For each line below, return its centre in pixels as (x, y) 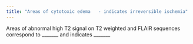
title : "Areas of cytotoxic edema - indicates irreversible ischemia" (97, 11)
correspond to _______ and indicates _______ (58, 34)
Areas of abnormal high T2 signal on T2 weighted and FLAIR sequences (93, 28)
